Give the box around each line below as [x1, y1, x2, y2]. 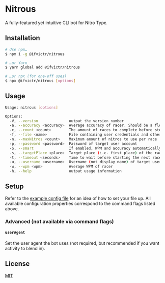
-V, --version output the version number [9, 118, 124, 123]
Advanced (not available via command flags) [5, 218, 114, 225]
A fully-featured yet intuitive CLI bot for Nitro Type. [5, 20, 108, 26]
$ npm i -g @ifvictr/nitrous [5, 52, 65, 57]
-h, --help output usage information [9, 169, 122, 174]
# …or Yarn [5, 60, 27, 65]
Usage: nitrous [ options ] [5, 105, 58, 110]
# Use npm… [5, 47, 27, 52]
